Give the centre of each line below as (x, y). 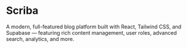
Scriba (22, 11)
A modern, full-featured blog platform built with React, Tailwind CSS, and (94, 27)
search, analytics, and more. (40, 39)
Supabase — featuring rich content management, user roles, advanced (91, 32)
